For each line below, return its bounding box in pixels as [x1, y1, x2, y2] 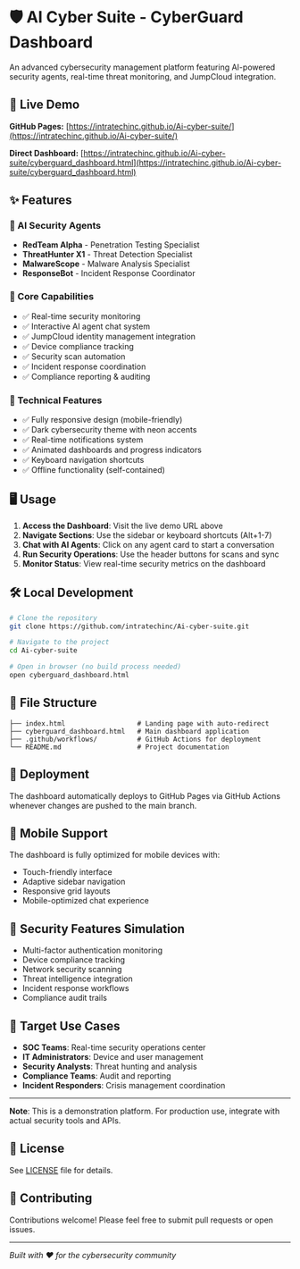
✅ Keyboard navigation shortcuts [21, 455, 145, 466]
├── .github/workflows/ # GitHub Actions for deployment [9, 735, 262, 744]
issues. [9, 1223, 36, 1234]
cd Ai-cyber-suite [9, 646, 78, 655]
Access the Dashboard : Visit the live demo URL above [21, 520, 223, 531]
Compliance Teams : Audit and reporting [21, 1070, 171, 1081]
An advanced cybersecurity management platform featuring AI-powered [9, 62, 276, 72]
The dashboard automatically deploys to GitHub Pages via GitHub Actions [9, 790, 281, 801]
